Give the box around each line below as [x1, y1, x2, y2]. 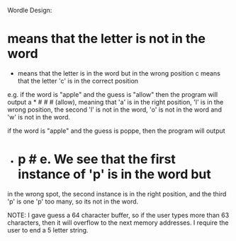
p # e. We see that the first [17, 151, 176, 167]
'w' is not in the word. [7, 112, 71, 121]
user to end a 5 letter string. [7, 225, 89, 234]
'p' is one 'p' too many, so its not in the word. [7, 197, 139, 206]
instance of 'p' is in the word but [17, 166, 211, 182]
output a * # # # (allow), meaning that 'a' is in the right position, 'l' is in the [7, 98, 224, 106]
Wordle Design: [7, 6, 52, 14]
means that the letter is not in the [7, 31, 206, 47]
